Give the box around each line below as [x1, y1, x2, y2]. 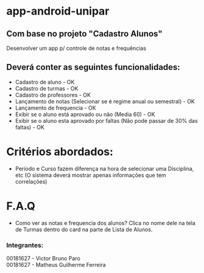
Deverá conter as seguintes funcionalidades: [6, 62, 181, 72]
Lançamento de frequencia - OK [15, 104, 96, 111]
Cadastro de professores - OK [15, 91, 91, 98]
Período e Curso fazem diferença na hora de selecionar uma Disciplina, [15, 165, 194, 172]
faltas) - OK [15, 123, 44, 131]
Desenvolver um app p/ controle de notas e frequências [6, 44, 147, 52]
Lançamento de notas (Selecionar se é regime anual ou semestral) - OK [15, 97, 195, 105]
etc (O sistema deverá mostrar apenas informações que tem [15, 171, 166, 179]
